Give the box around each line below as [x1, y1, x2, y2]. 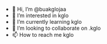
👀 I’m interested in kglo [11, 12, 69, 19]
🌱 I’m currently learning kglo [11, 18, 82, 25]
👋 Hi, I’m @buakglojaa [11, 6, 67, 12]
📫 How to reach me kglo [11, 32, 74, 38]
